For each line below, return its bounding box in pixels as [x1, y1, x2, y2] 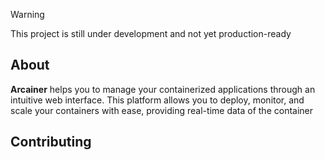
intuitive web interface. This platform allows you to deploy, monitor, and [10, 94, 305, 106]
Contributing [10, 134, 92, 151]
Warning [10, 9, 45, 20]
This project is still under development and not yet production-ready [10, 28, 292, 39]
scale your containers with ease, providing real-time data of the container [10, 104, 314, 116]
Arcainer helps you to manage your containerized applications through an [10, 83, 316, 95]
